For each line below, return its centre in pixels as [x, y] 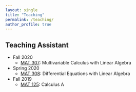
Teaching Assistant [37, 45]
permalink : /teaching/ [30, 19]
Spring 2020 [26, 68]
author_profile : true [28, 24]
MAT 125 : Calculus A [42, 84]
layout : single [22, 10]
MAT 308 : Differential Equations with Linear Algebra [75, 74]
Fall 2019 [22, 79]
